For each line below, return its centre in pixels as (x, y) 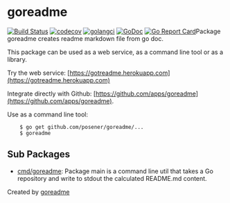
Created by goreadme (38, 192)
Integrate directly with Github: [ (52, 94)
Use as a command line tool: (48, 114)
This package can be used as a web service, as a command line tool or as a (115, 52)
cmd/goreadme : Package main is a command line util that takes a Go (115, 171)
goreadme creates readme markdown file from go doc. (86, 38)
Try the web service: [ (38, 73)
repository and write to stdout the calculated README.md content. (112, 178)
